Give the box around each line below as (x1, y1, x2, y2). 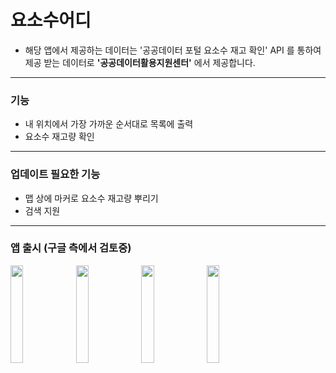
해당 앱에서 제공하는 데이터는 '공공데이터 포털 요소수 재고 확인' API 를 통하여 (24, 44, 322, 56)
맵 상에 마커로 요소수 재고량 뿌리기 (24, 192, 159, 204)
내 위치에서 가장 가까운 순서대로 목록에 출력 (24, 118, 194, 130)
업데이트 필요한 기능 (10, 167, 101, 181)
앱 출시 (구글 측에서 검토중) (10, 241, 132, 255)
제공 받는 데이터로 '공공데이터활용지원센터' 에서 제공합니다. (24, 56, 256, 68)
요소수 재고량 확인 (24, 131, 95, 143)
